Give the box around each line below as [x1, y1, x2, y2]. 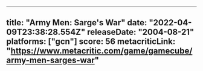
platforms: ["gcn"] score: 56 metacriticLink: [6, 37, 176, 47]
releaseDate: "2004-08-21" [87, 27, 195, 37]
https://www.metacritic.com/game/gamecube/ [10, 46, 193, 56]
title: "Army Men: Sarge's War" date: [6, 17, 147, 28]
